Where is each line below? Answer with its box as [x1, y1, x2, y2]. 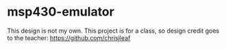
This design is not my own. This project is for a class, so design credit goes [7, 27, 220, 35]
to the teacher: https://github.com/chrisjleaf [7, 33, 131, 42]
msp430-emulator [7, 4, 114, 20]
